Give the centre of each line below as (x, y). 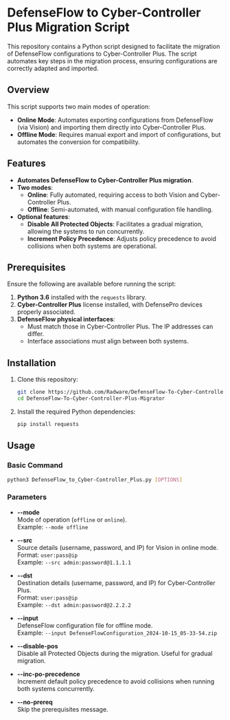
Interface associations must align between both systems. (108, 341)
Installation (32, 363)
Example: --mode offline (53, 527)
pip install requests (48, 424)
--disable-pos (37, 646)
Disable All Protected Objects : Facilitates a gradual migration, (115, 224)
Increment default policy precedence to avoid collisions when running (116, 681)
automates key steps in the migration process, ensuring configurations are (112, 61)
